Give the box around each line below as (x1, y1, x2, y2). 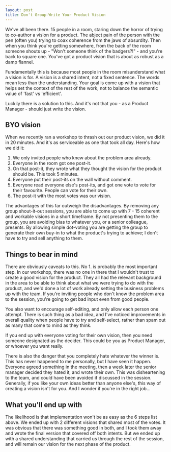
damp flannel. (5, 59, 34, 65)
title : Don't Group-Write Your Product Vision (5, 12, 106, 17)
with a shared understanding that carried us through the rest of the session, (5, 435, 164, 442)
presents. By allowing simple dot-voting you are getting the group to (5, 224, 149, 230)
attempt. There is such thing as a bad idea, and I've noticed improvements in (5, 312, 166, 318)
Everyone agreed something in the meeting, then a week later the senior (5, 364, 157, 370)
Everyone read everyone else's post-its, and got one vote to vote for (12, 182, 156, 188)
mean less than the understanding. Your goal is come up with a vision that (5, 80, 160, 86)
